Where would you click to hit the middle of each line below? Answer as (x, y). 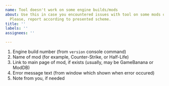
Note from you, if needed (38, 78)
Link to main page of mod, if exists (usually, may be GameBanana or (83, 62)
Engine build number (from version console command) (69, 51)
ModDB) (21, 67)
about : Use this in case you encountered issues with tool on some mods (83, 14)
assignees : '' (20, 33)
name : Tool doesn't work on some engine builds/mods (62, 10)
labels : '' (17, 28)
